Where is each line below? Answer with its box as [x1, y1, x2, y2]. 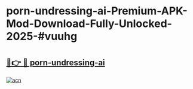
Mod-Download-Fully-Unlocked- [6, 17, 172, 30]
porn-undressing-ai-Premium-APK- [6, 4, 188, 18]
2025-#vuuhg [6, 30, 78, 43]
